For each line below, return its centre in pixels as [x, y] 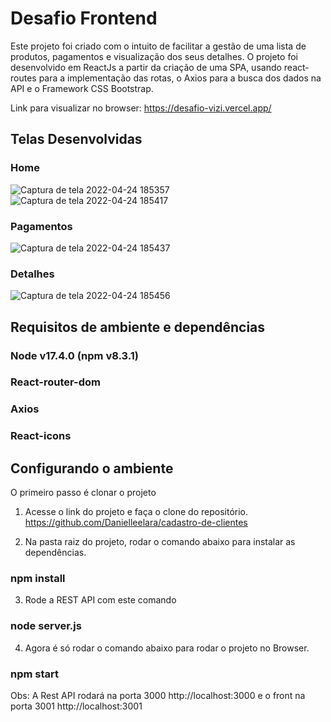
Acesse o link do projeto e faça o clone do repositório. [136, 512]
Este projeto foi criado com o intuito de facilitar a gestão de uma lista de [158, 46]
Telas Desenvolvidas [76, 139]
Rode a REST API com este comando [100, 600]
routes [23, 78]
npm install [38, 579]
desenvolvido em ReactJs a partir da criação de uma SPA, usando [146, 67]
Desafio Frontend [84, 18]
